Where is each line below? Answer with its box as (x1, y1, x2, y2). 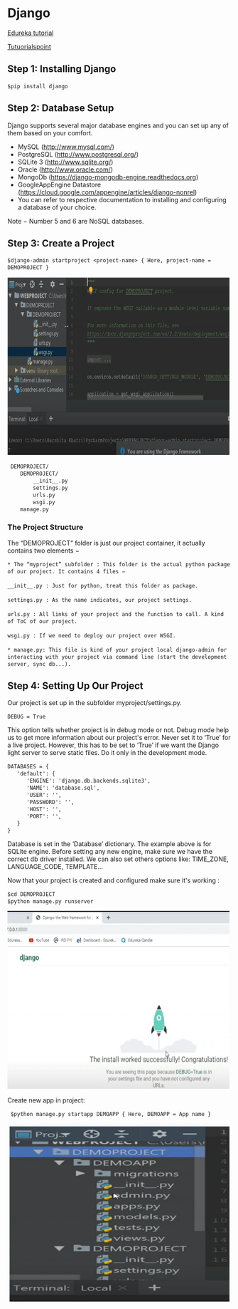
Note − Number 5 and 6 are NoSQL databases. (7, 217, 144, 225)
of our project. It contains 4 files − (7, 568, 126, 575)
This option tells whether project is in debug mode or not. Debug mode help (7, 726, 229, 734)
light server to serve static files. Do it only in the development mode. (7, 749, 207, 757)
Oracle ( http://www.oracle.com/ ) (17, 165, 114, 174)
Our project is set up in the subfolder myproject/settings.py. (7, 699, 183, 707)
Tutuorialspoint (7, 42, 52, 51)
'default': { (16, 771, 55, 778)
